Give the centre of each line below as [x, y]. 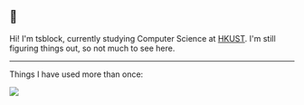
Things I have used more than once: [76, 74]
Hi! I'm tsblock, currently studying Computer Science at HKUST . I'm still [142, 38]
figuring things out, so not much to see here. [92, 48]
